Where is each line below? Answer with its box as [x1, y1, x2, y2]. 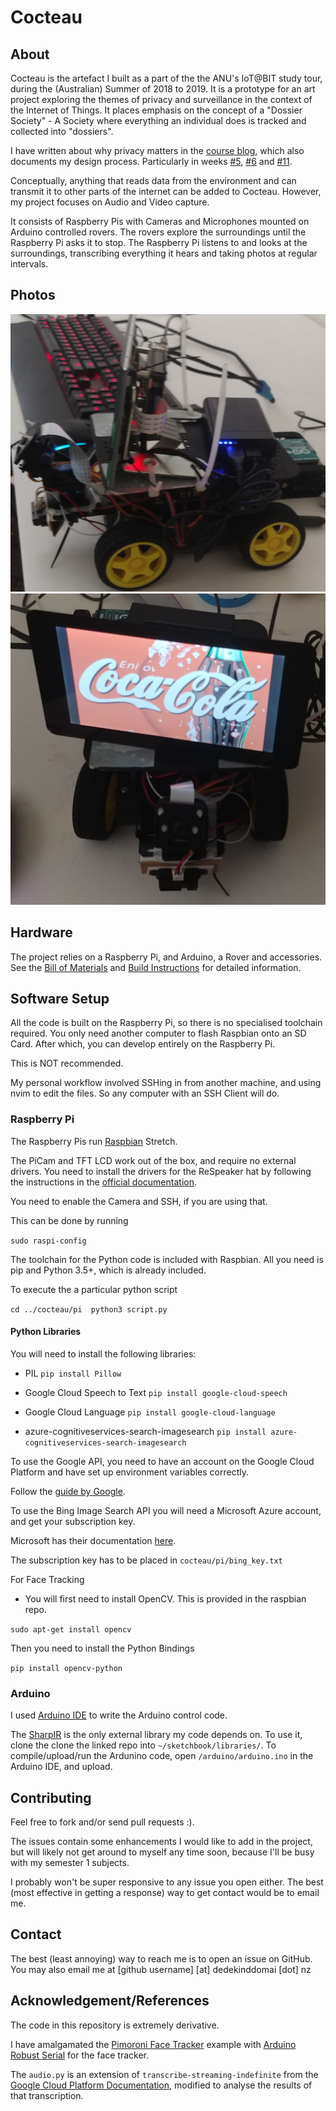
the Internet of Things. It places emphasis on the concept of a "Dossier [10, 104, 303, 116]
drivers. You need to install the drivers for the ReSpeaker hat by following [10, 1165, 312, 1177]
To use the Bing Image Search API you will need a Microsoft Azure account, [10, 1504, 322, 1516]
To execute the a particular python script [10, 1283, 178, 1295]
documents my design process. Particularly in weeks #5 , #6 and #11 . [10, 156, 293, 167]
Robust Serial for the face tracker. [10, 2049, 150, 2061]
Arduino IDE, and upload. [10, 1761, 113, 1773]
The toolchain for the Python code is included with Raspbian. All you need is [10, 1253, 324, 1265]
